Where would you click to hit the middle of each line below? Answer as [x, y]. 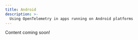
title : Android [21, 10]
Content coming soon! [28, 33]
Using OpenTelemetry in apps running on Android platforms [71, 19]
